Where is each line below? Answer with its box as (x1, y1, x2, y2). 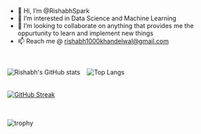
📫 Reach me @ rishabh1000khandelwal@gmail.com (17, 37, 169, 45)
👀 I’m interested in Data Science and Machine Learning (17, 14, 177, 22)
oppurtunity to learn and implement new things (17, 29, 154, 37)
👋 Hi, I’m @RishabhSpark (17, 7, 90, 15)
